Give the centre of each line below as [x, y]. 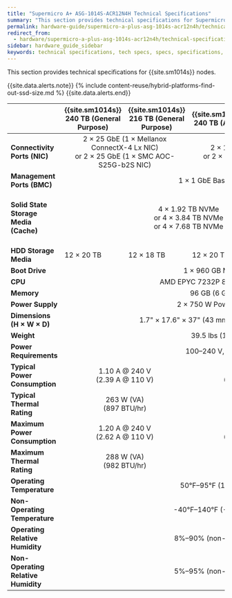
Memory [25, 293]
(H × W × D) [30, 324]
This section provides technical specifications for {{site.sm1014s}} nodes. [112, 72]
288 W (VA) [125, 457]
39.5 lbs [204, 335]
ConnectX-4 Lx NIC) [125, 148]
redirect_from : [29, 33]
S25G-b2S [116, 165]
